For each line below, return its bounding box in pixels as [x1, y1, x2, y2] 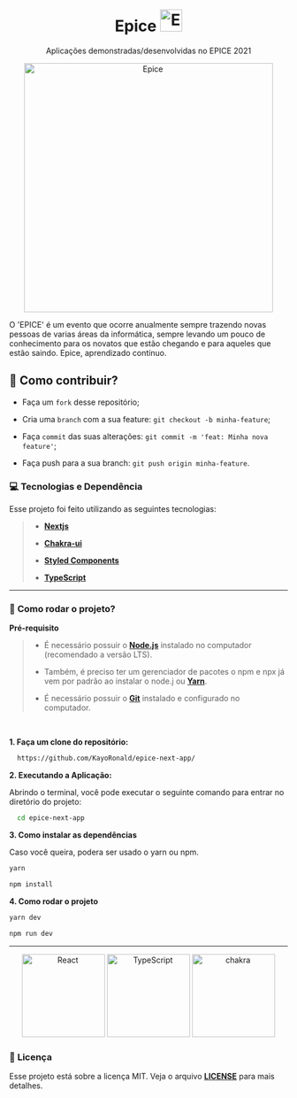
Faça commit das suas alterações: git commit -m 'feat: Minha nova [21, 430, 269, 442]
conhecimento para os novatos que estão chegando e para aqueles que [9, 337, 271, 349]
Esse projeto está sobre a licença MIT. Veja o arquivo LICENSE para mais [9, 1071, 276, 1081]
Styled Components [43, 555, 119, 566]
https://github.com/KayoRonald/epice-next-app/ [17, 754, 196, 763]
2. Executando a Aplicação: [9, 770, 112, 781]
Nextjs [43, 521, 69, 531]
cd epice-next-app [17, 814, 86, 823]
